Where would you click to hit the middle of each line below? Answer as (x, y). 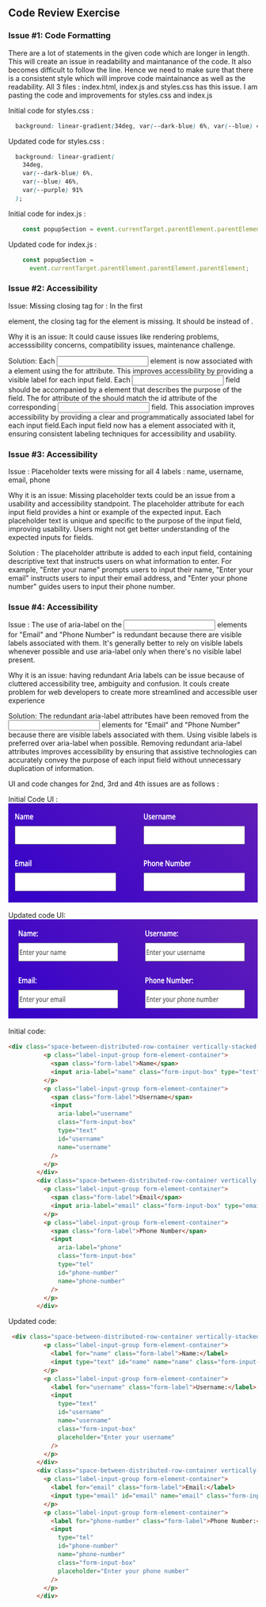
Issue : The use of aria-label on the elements (128, 625)
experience (27, 700)
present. (22, 660)
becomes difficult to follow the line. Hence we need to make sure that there (131, 70)
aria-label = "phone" (90, 1248)
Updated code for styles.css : (56, 141)
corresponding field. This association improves (131, 407)
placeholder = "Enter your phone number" (124, 1571)
